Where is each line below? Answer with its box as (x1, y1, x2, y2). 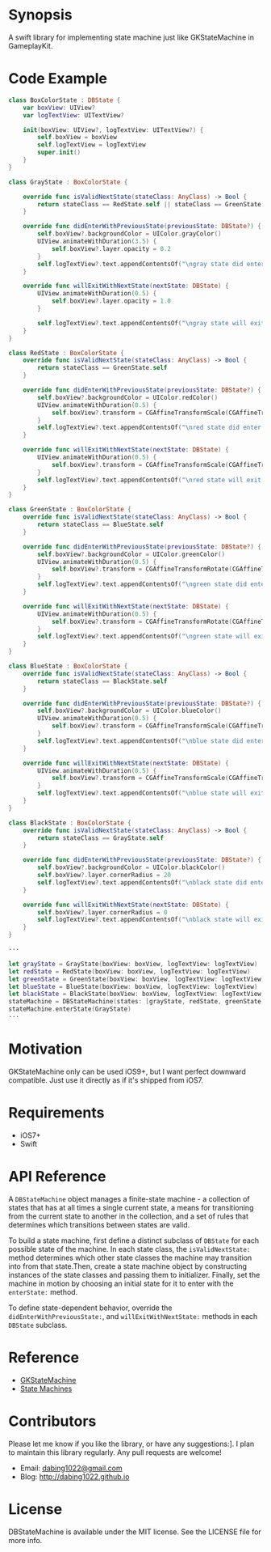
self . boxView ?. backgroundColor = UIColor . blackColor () (37, 863, 226, 871)
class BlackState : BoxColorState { (8, 819, 131, 827)
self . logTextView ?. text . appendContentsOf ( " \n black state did (37, 878, 248, 887)
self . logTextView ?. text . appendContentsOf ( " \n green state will (37, 633, 251, 641)
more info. (8, 1535, 43, 1545)
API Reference (8, 1167, 106, 1185)
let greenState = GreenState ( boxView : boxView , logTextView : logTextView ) (8, 975, 265, 983)
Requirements (8, 1104, 105, 1122)
